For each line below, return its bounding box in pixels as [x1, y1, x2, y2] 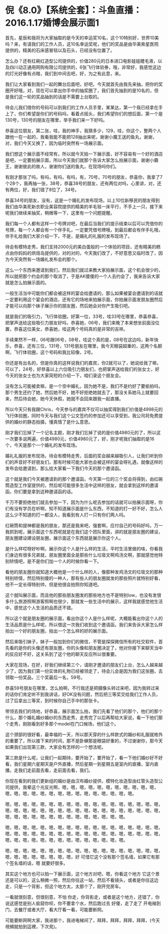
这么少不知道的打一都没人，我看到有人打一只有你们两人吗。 [5, 512, 128, 518]
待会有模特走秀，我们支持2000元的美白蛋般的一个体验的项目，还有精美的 [5, 244, 156, 250]
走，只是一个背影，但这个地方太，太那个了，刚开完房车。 [5, 883, 123, 889]
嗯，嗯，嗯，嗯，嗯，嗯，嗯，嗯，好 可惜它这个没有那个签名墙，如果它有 [5, 854, 155, 860]
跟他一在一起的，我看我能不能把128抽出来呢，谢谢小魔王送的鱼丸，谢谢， [5, 134, 157, 140]
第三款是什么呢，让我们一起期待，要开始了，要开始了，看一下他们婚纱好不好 [5, 754, 163, 761]
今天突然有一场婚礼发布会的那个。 [9, 256, 80, 262]
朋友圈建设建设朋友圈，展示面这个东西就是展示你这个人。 [5, 535, 123, 541]
